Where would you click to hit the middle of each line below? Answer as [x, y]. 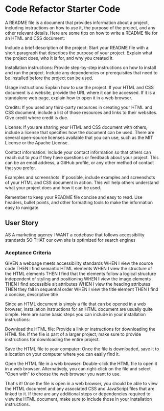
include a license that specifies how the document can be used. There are [80, 132]
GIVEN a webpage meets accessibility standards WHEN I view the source [79, 263]
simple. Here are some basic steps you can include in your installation [75, 315]
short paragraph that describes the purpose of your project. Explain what [79, 53]
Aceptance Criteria [28, 252]
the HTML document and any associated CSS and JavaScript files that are [80, 389]
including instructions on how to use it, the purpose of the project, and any [80, 27]
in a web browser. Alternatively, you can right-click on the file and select [78, 369]
